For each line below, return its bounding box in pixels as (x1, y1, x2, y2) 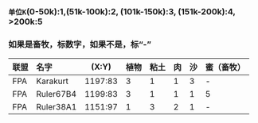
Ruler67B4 (36, 88, 77, 99)
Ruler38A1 (36, 101, 77, 112)
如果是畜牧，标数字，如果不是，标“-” (8, 39, 151, 50)
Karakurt (36, 75, 69, 86)
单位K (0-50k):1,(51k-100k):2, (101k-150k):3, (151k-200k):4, (8, 6, 236, 17)
